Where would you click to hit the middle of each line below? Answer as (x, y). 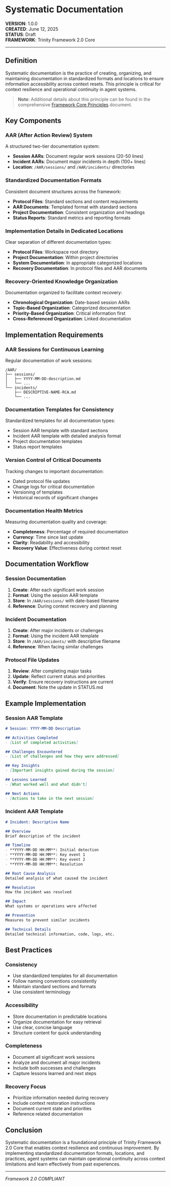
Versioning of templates (38, 492)
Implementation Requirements (54, 335)
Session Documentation (36, 578)
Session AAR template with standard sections (60, 431)
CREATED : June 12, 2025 (32, 29)
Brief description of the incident (43, 836)
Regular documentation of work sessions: (49, 361)
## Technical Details (28, 929)
